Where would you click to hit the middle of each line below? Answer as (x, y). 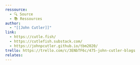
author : (13, 23)
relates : (14, 55)
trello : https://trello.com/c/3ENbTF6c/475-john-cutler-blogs (70, 50)
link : (11, 32)
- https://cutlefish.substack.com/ (46, 42)
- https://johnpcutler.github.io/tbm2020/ (54, 46)
